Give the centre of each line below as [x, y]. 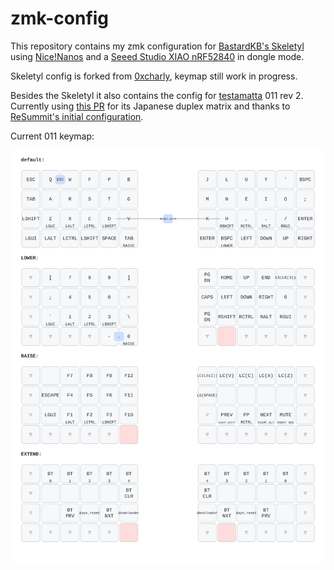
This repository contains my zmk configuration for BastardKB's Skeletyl [157, 46]
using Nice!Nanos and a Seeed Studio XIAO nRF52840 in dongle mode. [157, 56]
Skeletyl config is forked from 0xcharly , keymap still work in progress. [154, 76]
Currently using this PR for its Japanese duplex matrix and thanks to [150, 106]
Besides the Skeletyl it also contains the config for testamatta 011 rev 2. [157, 95]
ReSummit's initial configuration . [77, 116]
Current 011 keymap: [52, 136]
